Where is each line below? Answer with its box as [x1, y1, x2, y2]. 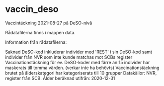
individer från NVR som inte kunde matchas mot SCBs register [5, 54, 133, 60]
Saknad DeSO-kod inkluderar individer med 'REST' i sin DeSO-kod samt [5, 49, 153, 55]
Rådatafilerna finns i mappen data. [5, 29, 76, 35]
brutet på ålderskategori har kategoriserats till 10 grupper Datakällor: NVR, [5, 70, 157, 76]
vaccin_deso [5, 3, 59, 15]
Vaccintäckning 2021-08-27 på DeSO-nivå [5, 20, 92, 26]
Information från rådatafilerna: [5, 39, 67, 45]
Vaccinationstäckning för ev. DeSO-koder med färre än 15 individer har [5, 59, 150, 65]
